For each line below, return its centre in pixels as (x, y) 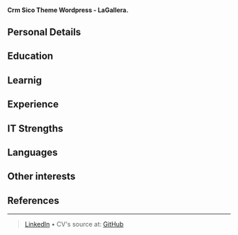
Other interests (41, 177)
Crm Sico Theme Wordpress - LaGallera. (68, 10)
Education (30, 56)
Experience (33, 104)
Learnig (25, 80)
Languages (33, 152)
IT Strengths (35, 128)
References (33, 201)
